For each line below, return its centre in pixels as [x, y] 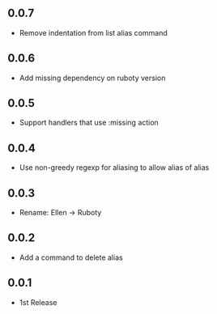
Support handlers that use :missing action [89, 123]
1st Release [38, 302]
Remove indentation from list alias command [93, 32]
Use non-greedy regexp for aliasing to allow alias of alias [114, 168]
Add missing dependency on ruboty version [92, 78]
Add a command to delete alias [71, 257]
